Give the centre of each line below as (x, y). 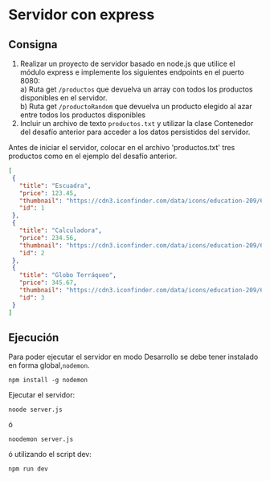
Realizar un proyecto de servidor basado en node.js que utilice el (127, 63)
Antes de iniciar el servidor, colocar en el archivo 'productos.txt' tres (122, 147)
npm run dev (28, 469)
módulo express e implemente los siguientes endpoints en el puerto (132, 72)
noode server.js (35, 410)
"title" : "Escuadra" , (55, 185)
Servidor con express (82, 15)
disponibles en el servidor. (63, 98)
